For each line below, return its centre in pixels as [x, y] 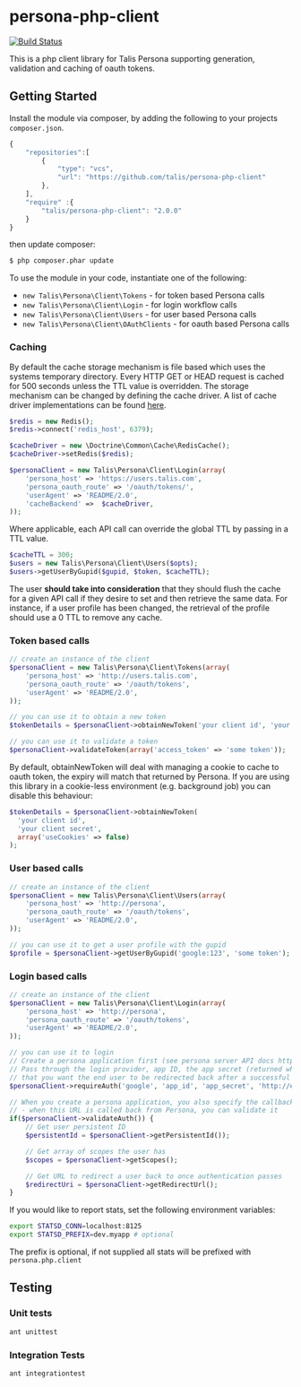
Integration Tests [47, 1355]
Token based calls [49, 640]
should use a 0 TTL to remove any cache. [86, 617]
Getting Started [53, 96]
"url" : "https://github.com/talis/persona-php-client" [162, 178]
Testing [31, 1288]
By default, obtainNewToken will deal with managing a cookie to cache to [144, 767]
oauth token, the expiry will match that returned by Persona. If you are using [150, 776]
